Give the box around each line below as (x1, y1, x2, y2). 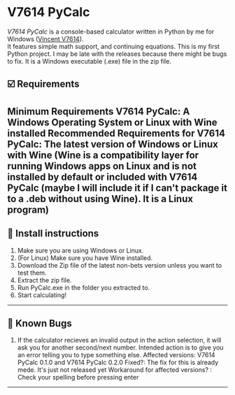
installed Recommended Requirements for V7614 (7, 127, 226, 139)
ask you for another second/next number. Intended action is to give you (17, 343, 224, 352)
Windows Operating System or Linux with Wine (7, 116, 218, 128)
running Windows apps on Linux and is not (7, 160, 197, 172)
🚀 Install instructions (7, 228, 99, 240)
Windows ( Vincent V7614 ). (7, 34, 84, 43)
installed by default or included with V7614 (7, 171, 198, 182)
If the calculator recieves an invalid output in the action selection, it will (17, 336, 222, 345)
